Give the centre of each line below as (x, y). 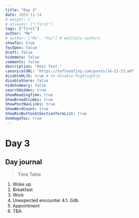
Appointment (26, 205)
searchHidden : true (26, 90)
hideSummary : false (26, 85)
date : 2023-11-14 (24, 15)
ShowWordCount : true (27, 109)
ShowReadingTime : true (29, 95)
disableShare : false (27, 81)
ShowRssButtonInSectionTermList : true (46, 114)
